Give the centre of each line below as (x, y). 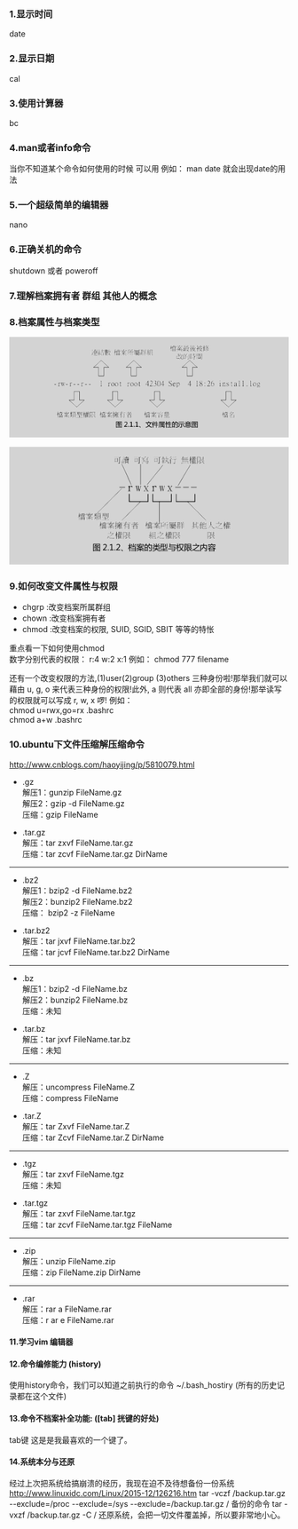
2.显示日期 (32, 59)
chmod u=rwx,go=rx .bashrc (62, 710)
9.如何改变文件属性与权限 (63, 586)
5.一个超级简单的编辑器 (59, 205)
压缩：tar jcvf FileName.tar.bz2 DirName (96, 952)
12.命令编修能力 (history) (55, 1364)
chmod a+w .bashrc (46, 720)
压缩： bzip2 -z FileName (68, 913)
